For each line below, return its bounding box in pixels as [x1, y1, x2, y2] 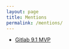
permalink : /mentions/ [6, 20, 63, 26]
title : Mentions [6, 14, 47, 20]
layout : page [6, 8, 39, 15]
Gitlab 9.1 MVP [14, 36, 51, 44]
